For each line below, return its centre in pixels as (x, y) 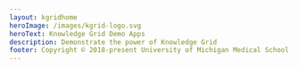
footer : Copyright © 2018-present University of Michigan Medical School (149, 50)
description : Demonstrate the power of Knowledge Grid (113, 42)
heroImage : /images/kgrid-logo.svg (75, 26)
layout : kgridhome (43, 17)
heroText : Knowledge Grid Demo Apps (77, 34)
